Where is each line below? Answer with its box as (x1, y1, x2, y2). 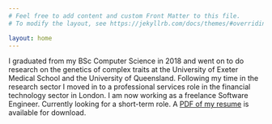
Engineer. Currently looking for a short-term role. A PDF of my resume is (8, 99, 249, 109)
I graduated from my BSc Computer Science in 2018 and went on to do (8, 56, 244, 66)
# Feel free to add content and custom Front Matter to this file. (8, 11, 241, 20)
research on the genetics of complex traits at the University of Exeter (8, 65, 239, 75)
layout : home (8, 34, 53, 42)
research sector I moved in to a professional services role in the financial (8, 82, 251, 92)
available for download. (8, 108, 87, 118)
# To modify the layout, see (8, 19, 107, 28)
